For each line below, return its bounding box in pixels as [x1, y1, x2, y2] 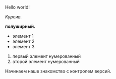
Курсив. [5, 14, 22, 19]
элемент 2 [12, 38, 35, 44]
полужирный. [5, 23, 36, 29]
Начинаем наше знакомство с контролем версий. [5, 68, 112, 74]
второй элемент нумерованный [12, 59, 80, 64]
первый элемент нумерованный [12, 53, 81, 59]
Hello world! [5, 4, 30, 10]
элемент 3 [12, 44, 35, 49]
